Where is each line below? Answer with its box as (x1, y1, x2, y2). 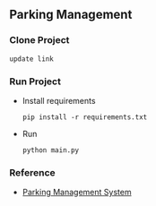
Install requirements (22, 95, 96, 106)
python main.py (22, 145, 80, 155)
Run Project (9, 75, 61, 88)
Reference (9, 166, 56, 178)
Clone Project (9, 34, 70, 47)
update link (9, 54, 54, 64)
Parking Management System (22, 187, 132, 198)
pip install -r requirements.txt (22, 112, 148, 122)
